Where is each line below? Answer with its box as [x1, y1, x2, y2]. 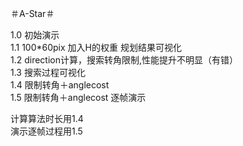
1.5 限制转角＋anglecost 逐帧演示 [10, 92, 147, 103]
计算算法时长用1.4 [10, 113, 84, 124]
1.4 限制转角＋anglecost [10, 79, 110, 91]
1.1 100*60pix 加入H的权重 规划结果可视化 [10, 42, 182, 53]
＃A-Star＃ [10, 8, 55, 19]
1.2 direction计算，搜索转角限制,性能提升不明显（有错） [10, 54, 239, 66]
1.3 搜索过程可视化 [10, 67, 86, 78]
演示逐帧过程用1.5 [10, 125, 83, 137]
